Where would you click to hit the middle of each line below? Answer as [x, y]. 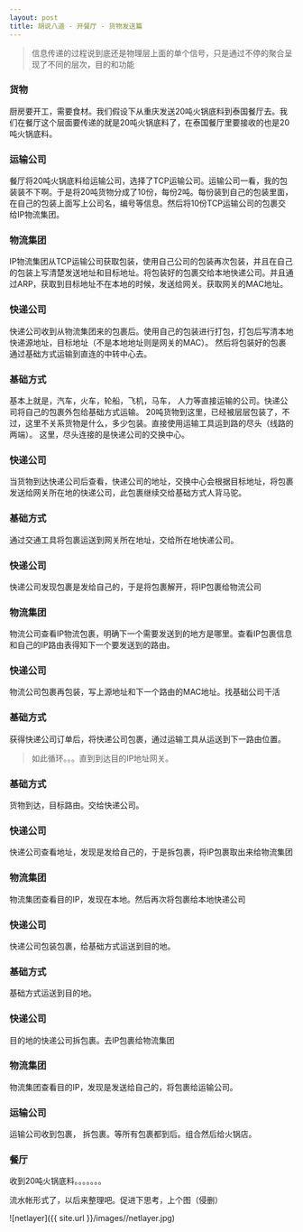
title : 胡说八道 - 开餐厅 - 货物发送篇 [76, 26]
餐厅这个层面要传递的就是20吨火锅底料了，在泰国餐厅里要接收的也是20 [157, 122]
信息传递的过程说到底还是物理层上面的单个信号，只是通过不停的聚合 [158, 53]
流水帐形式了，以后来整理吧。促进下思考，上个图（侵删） [116, 1200]
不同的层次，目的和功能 [91, 64]
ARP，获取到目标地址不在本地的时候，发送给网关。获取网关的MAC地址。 [152, 284]
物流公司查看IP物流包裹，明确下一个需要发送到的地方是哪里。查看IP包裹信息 [151, 634]
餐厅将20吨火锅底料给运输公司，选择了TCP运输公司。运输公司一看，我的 [145, 181]
